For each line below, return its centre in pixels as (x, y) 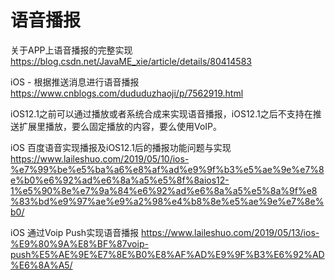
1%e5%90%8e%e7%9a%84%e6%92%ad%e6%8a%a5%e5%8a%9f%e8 (164, 190)
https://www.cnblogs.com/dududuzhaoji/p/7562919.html (127, 93)
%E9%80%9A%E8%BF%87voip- (79, 243)
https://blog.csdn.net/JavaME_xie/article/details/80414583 (131, 61)
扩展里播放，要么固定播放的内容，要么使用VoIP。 (120, 126)
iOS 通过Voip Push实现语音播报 (75, 232)
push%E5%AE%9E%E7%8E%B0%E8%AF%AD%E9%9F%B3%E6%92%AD (167, 254)
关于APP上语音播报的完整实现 (71, 50)
